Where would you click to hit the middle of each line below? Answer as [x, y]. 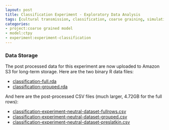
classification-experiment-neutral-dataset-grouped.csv [70, 117]
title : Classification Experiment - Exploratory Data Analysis [73, 15]
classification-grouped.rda [40, 87]
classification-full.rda [34, 81]
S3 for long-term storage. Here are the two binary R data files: [70, 72]
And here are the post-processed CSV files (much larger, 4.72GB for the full [84, 96]
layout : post [19, 10]
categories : [18, 24]
